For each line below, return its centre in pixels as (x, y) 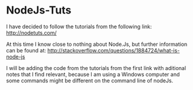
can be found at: (26, 50)
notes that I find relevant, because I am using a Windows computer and (93, 74)
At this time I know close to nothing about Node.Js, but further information (97, 44)
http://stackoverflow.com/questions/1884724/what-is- (113, 50)
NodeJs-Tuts (39, 10)
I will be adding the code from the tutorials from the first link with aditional (96, 68)
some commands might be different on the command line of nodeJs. (90, 81)
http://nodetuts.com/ (31, 32)
